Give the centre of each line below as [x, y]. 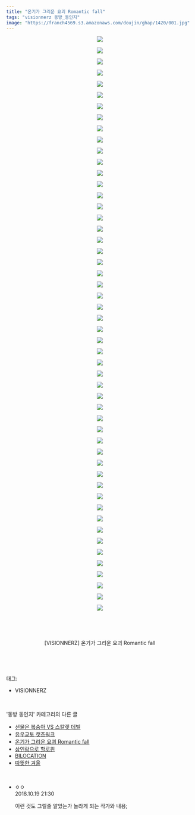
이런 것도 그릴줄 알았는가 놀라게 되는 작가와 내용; [71, 806]
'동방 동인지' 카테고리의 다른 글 [42, 715]
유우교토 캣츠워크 [35, 734]
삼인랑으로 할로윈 [35, 749]
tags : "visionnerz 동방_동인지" [43, 17]
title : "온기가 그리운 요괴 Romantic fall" [56, 12]
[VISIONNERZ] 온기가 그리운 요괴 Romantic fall [100, 643]
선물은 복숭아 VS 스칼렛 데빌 [48, 727]
